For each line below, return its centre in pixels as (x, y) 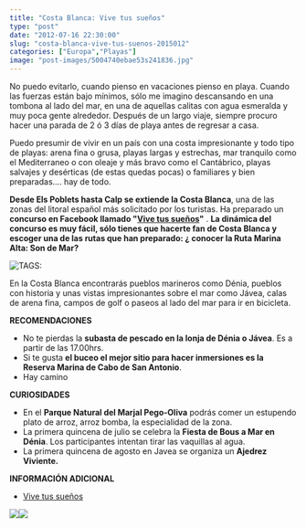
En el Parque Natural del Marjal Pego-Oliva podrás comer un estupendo (159, 412)
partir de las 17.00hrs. (63, 348)
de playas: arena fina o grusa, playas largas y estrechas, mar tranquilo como (153, 153)
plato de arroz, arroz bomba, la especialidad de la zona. (127, 422)
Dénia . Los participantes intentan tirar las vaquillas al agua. (134, 441)
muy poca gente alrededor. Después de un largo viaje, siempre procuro (143, 116)
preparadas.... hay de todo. (60, 182)
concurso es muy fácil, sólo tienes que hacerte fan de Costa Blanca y (143, 228)
